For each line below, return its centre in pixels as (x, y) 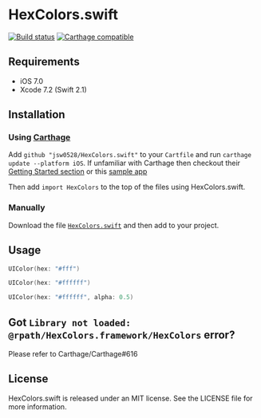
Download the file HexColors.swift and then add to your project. (114, 225)
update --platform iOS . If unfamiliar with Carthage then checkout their (125, 163)
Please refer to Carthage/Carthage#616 (73, 353)
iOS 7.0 (32, 81)
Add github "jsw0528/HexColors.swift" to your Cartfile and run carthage (130, 155)
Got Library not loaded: (70, 322)
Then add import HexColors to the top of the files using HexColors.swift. (127, 187)
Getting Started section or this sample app (78, 172)
